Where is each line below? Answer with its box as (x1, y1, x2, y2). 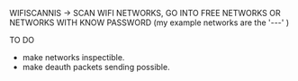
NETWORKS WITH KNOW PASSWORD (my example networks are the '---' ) (9, 17, 290, 28)
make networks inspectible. (22, 52, 125, 62)
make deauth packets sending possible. (22, 62, 170, 72)
